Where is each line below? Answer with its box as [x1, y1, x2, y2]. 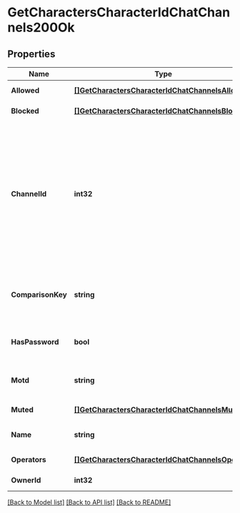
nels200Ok [7, 19, 75, 36]
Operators [11, 454, 46, 464]
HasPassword [11, 337, 59, 347]
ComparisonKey [11, 290, 68, 300]
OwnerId [11, 475, 41, 485]
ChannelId [11, 189, 47, 198]
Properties [7, 48, 56, 60]
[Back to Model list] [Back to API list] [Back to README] [7, 498, 171, 507]
